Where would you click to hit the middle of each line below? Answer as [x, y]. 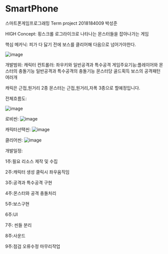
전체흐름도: [16, 98]
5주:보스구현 [17, 203]
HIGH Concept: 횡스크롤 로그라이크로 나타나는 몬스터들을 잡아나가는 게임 [77, 33]
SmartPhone [32, 9]
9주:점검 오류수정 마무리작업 [33, 246]
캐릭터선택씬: [18, 129]
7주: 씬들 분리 [19, 225]
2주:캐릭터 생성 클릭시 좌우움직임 [37, 172]
